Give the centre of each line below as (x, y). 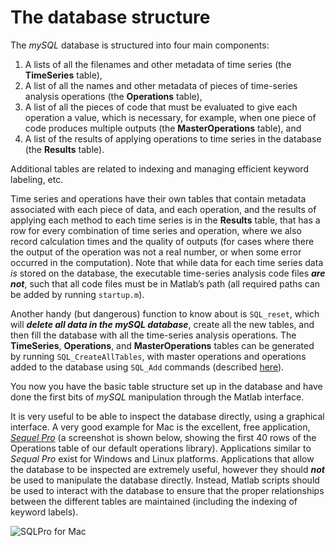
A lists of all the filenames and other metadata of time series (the (158, 64)
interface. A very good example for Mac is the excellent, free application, (160, 427)
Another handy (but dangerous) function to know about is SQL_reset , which (165, 313)
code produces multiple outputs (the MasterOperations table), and (163, 128)
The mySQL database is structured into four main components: (140, 45)
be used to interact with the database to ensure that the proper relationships (167, 490)
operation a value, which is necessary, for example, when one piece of (170, 117)
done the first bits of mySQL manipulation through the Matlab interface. (157, 397)
